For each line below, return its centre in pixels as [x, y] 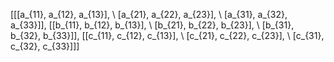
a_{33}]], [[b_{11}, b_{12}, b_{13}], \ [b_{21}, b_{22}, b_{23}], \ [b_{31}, [152, 25]
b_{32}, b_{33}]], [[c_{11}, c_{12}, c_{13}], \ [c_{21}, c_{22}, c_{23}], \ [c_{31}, [167, 35]
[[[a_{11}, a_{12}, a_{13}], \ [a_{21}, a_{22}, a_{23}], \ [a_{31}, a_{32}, [149, 14]
